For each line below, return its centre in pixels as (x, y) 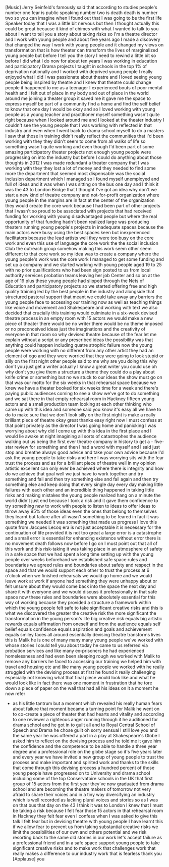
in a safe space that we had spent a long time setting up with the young (79, 554)
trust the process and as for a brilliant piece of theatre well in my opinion (80, 463)
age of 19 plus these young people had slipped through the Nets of (75, 281)
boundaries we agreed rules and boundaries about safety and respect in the (84, 565)
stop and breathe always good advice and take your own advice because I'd (84, 452)
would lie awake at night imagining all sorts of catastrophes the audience (81, 436)
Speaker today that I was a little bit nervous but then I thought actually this (82, 23)
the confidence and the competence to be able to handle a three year (85, 746)
